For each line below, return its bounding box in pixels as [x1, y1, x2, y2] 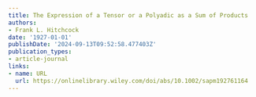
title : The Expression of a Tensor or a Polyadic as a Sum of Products [8, 11, 248, 20]
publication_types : [8, 48, 72, 56]
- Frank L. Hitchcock [8, 26, 80, 34]
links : [8, 63, 30, 70]
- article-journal [8, 56, 69, 63]
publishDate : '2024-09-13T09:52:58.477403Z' [8, 41, 157, 48]
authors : [8, 19, 37, 27]
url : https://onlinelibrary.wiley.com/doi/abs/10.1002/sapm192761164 [15, 77, 248, 84]
